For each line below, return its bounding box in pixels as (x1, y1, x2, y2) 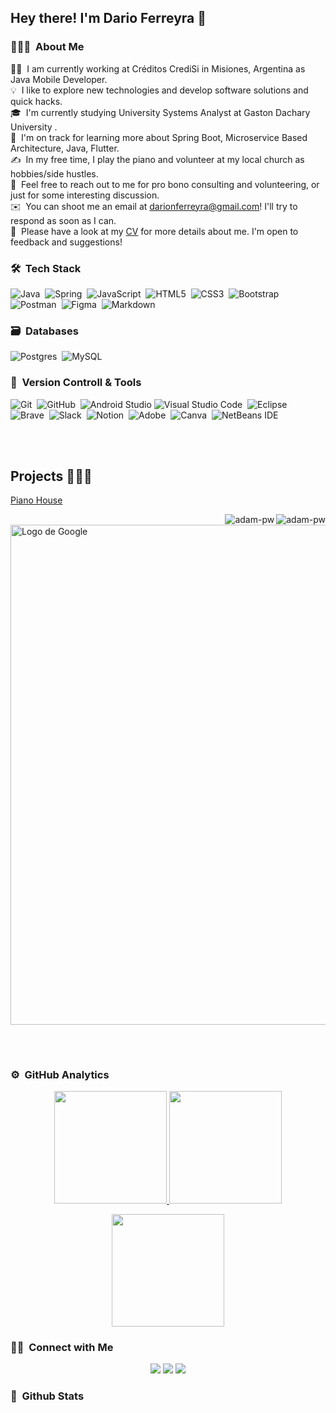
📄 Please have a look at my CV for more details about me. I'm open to (10, 225, 299, 237)
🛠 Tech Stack (10, 261, 82, 275)
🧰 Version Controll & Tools (10, 376, 142, 390)
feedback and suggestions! (10, 236, 123, 248)
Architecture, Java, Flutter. (10, 142, 120, 154)
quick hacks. (10, 95, 63, 107)
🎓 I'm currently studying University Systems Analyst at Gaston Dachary (10, 106, 311, 118)
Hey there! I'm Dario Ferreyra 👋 (10, 10, 207, 27)
